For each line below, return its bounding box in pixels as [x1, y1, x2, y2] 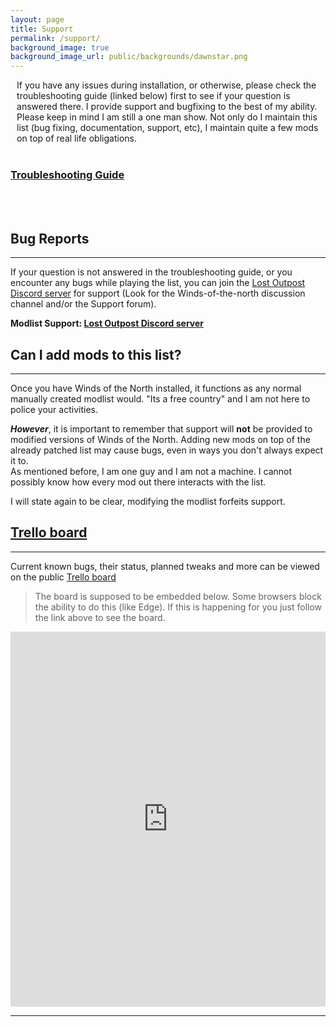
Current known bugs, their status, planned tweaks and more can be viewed [10, 560, 320, 572]
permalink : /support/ [10, 33, 101, 43]
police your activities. [10, 404, 98, 416]
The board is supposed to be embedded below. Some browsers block [34, 590, 322, 602]
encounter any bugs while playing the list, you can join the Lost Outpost [10, 277, 306, 289]
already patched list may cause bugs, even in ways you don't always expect [10, 444, 324, 456]
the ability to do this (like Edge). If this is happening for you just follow [34, 601, 323, 613]
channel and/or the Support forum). [10, 298, 157, 310]
